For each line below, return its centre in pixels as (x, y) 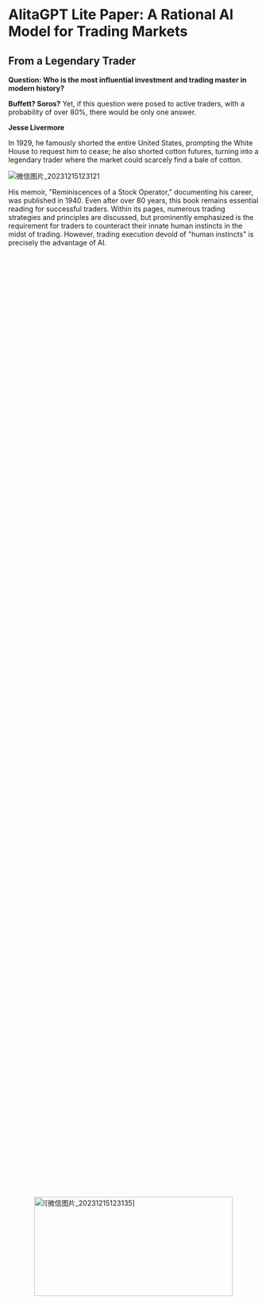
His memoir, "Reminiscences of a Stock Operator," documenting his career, (131, 192)
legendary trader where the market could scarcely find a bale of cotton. (125, 160)
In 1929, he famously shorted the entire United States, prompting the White (131, 143)
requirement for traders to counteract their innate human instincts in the (125, 226)
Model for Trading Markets (98, 31)
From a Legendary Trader (72, 61)
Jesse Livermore (37, 127)
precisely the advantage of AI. (58, 243)
